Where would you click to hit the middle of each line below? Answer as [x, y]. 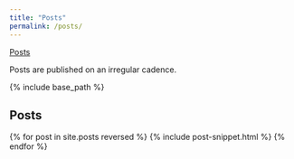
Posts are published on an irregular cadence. [93, 70]
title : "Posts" [38, 18]
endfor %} [28, 146]
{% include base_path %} [57, 87]
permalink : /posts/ [46, 26]
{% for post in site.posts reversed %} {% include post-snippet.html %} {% [147, 137]
